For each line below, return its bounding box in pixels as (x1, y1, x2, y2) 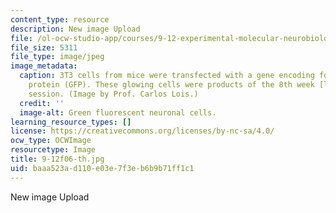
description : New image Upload (10, 24, 141, 34)
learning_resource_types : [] (10, 117, 132, 127)
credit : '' (19, 98, 65, 108)
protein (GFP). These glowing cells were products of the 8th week (28, 80, 315, 90)
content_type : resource (10, 14, 110, 25)
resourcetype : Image (10, 145, 97, 155)
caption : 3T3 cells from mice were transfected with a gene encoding (19, 71, 315, 81)
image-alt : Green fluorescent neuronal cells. (19, 107, 217, 118)
